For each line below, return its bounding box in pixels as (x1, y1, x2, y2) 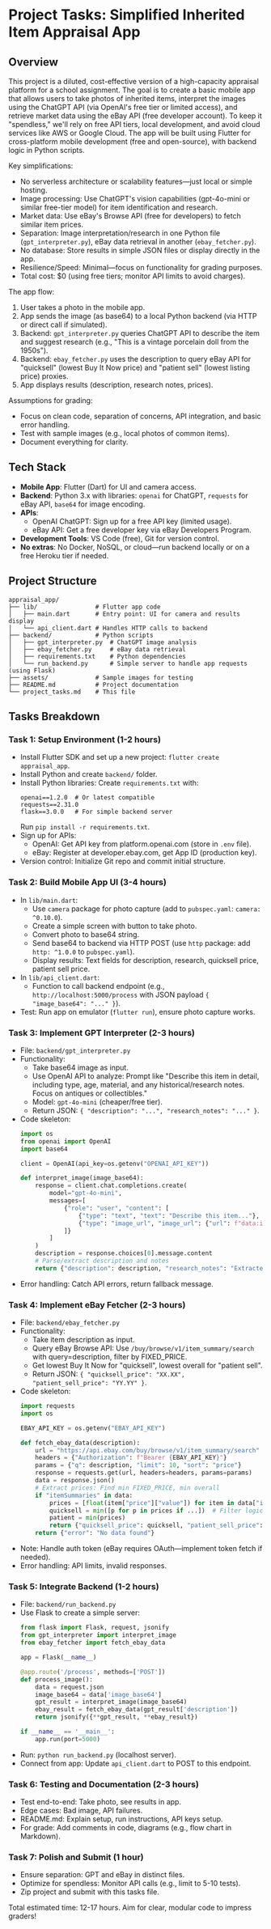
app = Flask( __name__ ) (19, 1653, 97, 1661)
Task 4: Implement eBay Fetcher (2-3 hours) (8, 1299, 186, 1310)
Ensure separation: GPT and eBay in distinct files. (19, 1870, 185, 1880)
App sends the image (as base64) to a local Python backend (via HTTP (19, 312, 257, 320)
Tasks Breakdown (8, 710, 100, 723)
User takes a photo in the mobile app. (19, 303, 146, 312)
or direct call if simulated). (19, 320, 108, 329)
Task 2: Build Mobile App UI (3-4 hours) (8, 876, 167, 888)
